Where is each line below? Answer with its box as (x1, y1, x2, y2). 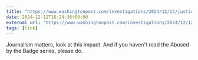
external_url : (6, 19, 41, 25)
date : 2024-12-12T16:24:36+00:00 (6, 14, 88, 20)
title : (6, 8, 22, 15)
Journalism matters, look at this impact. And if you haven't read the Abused (6, 41, 190, 48)
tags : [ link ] (6, 25, 38, 31)
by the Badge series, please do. (6, 48, 83, 55)
